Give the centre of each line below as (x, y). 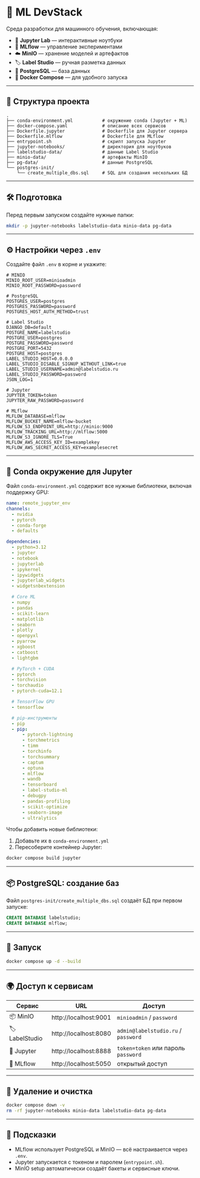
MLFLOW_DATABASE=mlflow (36, 416)
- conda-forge (29, 525)
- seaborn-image (42, 812)
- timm (30, 746)
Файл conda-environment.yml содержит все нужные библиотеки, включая (99, 486)
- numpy (21, 602)
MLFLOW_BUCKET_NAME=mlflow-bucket (49, 422)
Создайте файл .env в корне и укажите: (57, 264)
